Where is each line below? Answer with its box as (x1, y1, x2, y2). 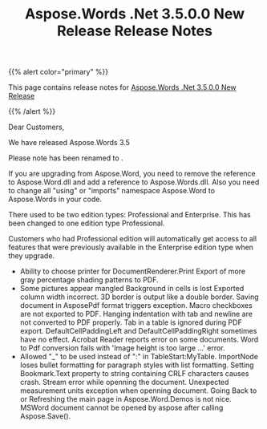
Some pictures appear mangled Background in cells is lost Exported (19, 284, 245, 293)
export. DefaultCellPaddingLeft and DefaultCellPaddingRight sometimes (19, 326, 257, 336)
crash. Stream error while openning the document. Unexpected (19, 378, 229, 387)
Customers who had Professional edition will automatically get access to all (8, 234, 257, 244)
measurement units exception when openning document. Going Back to (19, 386, 257, 395)
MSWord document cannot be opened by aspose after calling (19, 403, 224, 413)
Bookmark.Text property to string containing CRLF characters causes (19, 369, 249, 378)
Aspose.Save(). (19, 411, 71, 421)
